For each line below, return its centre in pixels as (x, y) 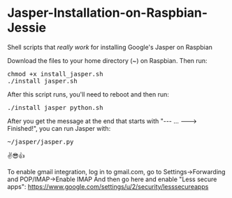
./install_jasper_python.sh (55, 107)
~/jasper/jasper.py (41, 142)
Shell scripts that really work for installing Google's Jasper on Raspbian (110, 47)
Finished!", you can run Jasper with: (59, 128)
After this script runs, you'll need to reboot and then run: (88, 94)
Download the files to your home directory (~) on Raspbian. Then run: (107, 60)
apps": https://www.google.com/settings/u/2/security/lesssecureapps (108, 186)
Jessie (27, 28)
